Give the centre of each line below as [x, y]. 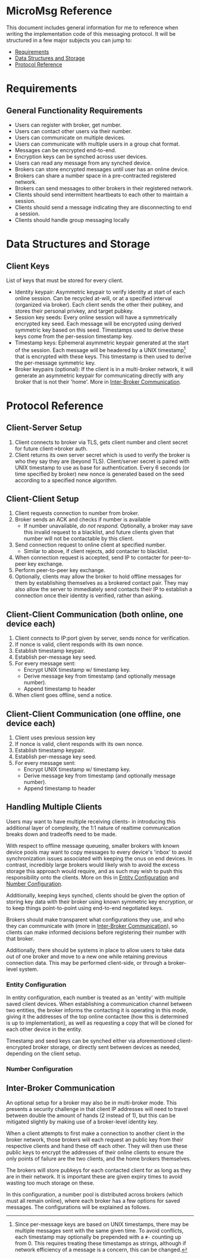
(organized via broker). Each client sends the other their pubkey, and [99, 304]
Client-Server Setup [44, 428]
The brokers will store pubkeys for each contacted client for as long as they [99, 1170]
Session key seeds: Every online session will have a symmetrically [96, 317]
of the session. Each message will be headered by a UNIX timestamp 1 [100, 349]
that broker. [20, 939]
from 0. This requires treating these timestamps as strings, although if [100, 1243]
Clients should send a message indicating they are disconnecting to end [103, 207]
